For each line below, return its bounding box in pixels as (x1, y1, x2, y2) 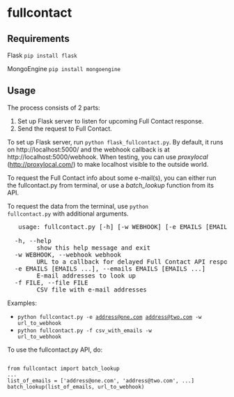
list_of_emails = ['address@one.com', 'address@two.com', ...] (7, 377, 195, 384)
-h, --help (14, 237, 52, 245)
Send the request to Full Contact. (17, 124, 113, 133)
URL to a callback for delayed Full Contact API (36, 257, 206, 266)
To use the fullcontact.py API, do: (7, 345, 103, 354)
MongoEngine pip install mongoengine (7, 65, 120, 73)
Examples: (7, 299, 37, 307)
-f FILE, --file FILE (14, 278, 88, 287)
